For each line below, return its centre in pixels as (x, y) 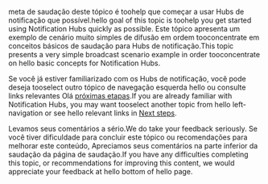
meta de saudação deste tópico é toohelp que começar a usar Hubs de (126, 12)
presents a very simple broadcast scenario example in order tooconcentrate (134, 54)
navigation (26, 113)
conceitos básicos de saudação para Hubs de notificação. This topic (121, 46)
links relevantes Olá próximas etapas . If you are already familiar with (120, 96)
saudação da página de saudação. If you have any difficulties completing (128, 154)
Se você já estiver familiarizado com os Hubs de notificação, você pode (128, 79)
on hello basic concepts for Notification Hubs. (85, 63)
